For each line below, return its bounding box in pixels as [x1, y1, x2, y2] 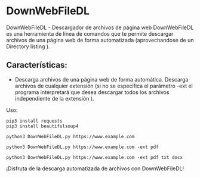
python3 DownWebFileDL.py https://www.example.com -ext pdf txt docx [6, 154, 183, 160]
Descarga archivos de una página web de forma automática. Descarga [14, 76, 189, 83]
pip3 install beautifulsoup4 [6, 123, 79, 129]
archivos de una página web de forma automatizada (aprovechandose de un [6, 36, 194, 43]
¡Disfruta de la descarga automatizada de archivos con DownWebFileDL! [6, 165, 184, 172]
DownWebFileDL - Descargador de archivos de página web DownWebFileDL [6, 24, 194, 31]
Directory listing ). [6, 43, 50, 50]
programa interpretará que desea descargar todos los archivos [14, 88, 170, 96]
